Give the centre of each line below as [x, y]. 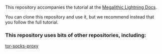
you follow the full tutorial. [32, 22]
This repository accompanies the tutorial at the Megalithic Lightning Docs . [81, 7]
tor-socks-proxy [22, 46]
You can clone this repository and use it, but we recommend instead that [80, 17]
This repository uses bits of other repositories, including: [76, 35]
